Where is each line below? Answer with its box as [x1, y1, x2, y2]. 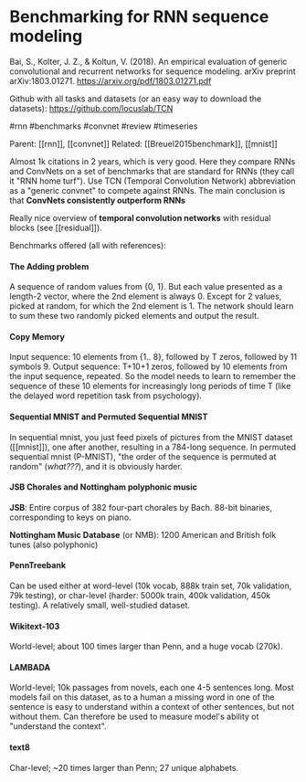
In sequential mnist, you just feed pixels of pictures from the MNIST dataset [9, 431, 293, 442]
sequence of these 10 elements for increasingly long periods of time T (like [9, 381, 291, 392]
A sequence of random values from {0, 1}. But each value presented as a [9, 281, 283, 292]
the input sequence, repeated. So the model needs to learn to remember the [9, 371, 297, 382]
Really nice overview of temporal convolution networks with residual [9, 212, 271, 223]
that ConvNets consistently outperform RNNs [9, 195, 185, 206]
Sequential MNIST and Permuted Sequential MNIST [9, 411, 208, 422]
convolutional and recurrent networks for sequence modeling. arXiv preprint [9, 66, 297, 77]
